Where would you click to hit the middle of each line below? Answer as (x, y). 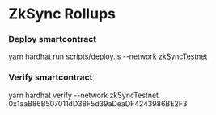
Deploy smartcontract (53, 39)
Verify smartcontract (51, 77)
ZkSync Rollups (62, 14)
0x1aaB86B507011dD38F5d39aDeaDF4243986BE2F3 (98, 103)
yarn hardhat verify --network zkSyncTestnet (84, 95)
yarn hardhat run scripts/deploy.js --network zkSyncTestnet (108, 56)
